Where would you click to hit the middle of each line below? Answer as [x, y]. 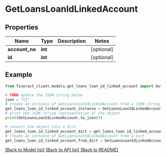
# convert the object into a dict [41, 126]
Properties [22, 27]
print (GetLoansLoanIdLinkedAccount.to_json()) [54, 118]
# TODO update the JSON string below [44, 95]
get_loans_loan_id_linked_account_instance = [53, 109]
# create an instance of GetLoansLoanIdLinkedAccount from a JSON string [83, 104]
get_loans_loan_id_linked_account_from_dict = [54, 141]
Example [19, 75]
